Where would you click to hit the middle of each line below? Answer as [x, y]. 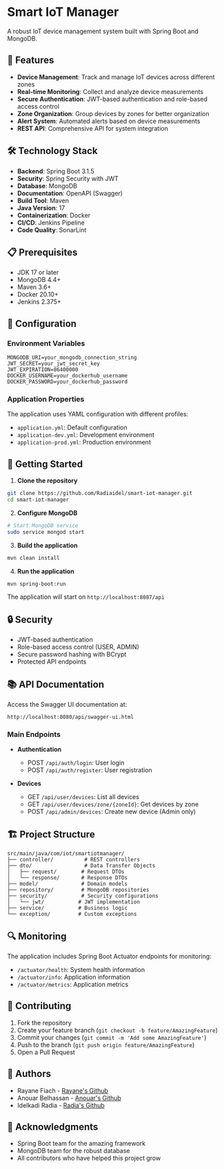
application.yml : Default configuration [72, 428]
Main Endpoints [34, 734]
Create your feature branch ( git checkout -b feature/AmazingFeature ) [118, 1030]
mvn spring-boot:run [37, 584]
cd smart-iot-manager [38, 500]
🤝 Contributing [39, 1006]
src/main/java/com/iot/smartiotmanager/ [66, 854]
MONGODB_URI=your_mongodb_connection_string [72, 358]
